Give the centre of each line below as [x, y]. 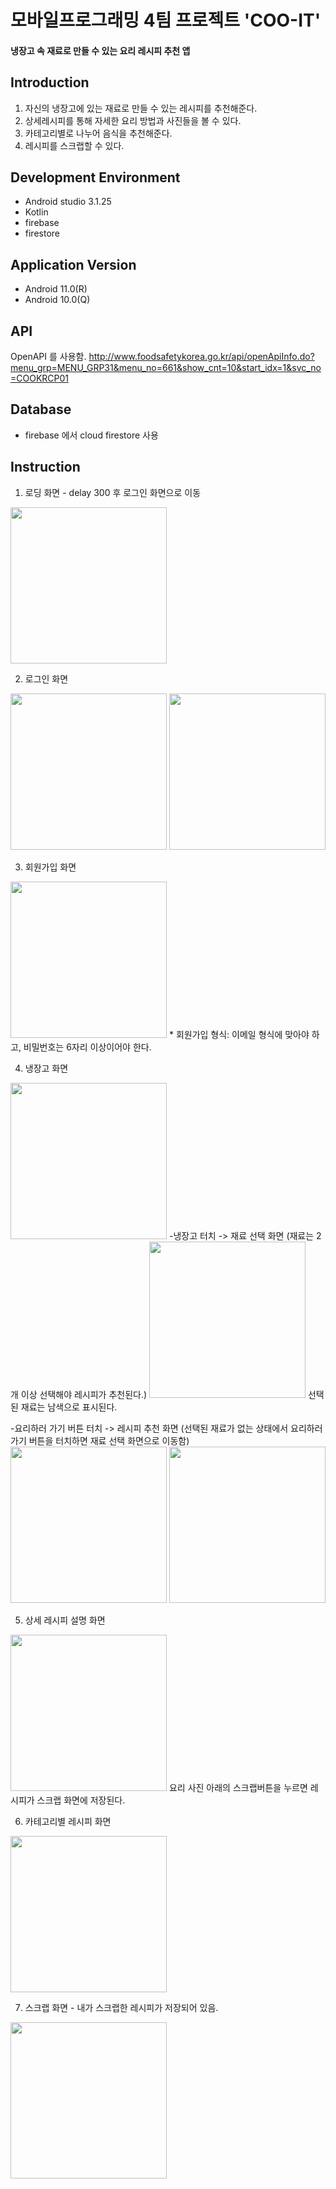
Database [41, 409]
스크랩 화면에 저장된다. [81, 1800]
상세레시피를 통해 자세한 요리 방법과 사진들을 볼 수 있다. [133, 120]
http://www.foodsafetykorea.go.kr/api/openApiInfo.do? [201, 357]
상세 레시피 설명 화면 [65, 1620]
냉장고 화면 [46, 1068]
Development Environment [95, 177]
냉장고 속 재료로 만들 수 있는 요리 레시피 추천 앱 [100, 50]
